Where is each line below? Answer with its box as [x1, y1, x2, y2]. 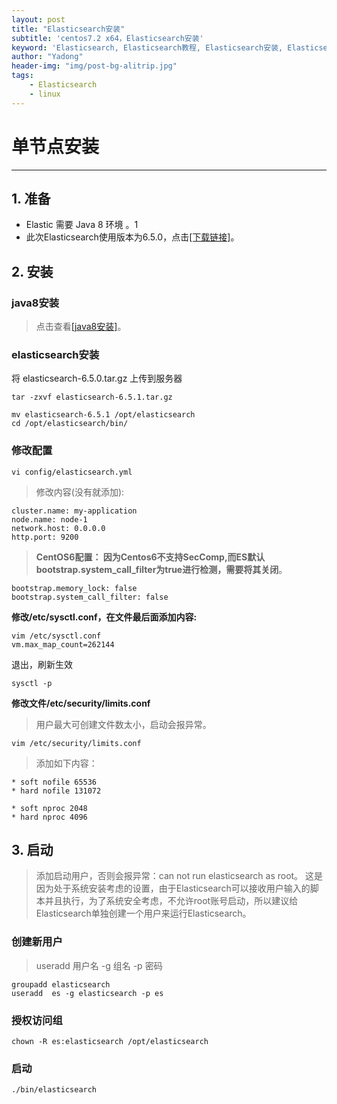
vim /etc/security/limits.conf [11, 738, 142, 748]
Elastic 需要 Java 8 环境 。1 [25, 219, 139, 231]
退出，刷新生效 [11, 658, 73, 670]
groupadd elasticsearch [11, 979, 111, 990]
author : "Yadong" [11, 52, 84, 62]
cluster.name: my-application [11, 506, 138, 516]
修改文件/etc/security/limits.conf [11, 697, 151, 709]
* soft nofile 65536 [11, 777, 98, 787]
